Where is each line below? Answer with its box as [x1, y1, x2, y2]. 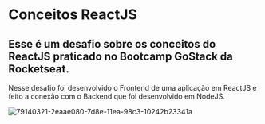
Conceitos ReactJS [8, 6, 138, 24]
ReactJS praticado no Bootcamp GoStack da [8, 49, 233, 63]
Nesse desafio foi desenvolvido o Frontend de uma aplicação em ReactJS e [8, 83, 257, 92]
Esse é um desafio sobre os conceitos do [8, 37, 216, 51]
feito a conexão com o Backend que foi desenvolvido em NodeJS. [8, 91, 225, 101]
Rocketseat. [8, 62, 69, 76]
